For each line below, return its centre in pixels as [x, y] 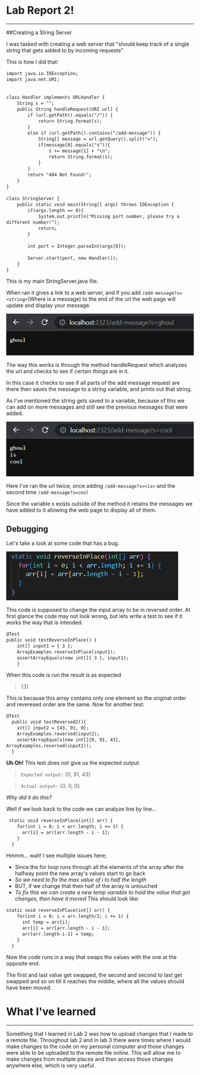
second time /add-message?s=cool [48, 493]
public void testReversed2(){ [49, 722]
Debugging [27, 529]
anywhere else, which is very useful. [51, 1065]
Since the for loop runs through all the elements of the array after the [99, 867]
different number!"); [33, 222]
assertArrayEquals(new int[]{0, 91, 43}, [69, 740]
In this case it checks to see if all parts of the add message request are [93, 382]
